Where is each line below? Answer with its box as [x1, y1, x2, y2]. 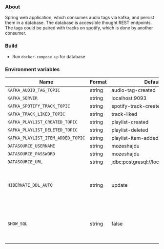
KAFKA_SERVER [7, 95, 38, 101]
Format [89, 78, 107, 85]
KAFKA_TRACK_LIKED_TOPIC [7, 111, 65, 117]
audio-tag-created [111, 87, 156, 94]
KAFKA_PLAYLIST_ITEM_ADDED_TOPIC [7, 135, 85, 141]
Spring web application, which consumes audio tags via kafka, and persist [5, 15, 155, 21]
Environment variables [5, 66, 60, 73]
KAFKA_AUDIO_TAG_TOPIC [7, 87, 60, 93]
